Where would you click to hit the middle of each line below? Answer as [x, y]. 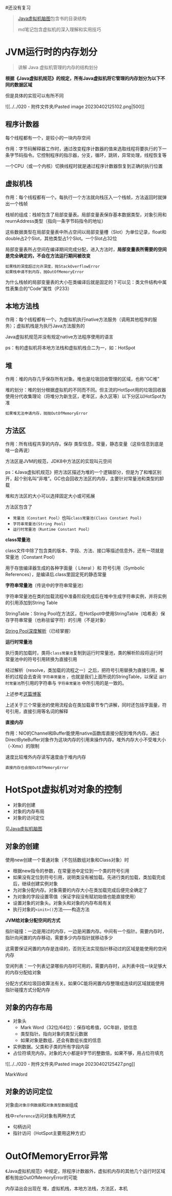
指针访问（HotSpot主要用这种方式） [50, 1133]
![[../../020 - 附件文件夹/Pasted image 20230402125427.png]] [70, 1064]
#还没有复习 [18, 7]
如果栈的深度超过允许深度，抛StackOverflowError [53, 266]
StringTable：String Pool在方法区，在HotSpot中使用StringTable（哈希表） [83, 613]
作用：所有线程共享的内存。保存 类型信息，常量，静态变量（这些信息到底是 [84, 444]
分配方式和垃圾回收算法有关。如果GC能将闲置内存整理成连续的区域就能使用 [85, 983]
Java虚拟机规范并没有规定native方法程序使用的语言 [59, 337]
